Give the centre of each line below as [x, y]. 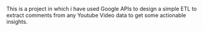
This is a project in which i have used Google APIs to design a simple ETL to [102, 9]
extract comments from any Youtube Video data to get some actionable [96, 15]
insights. [17, 22]
